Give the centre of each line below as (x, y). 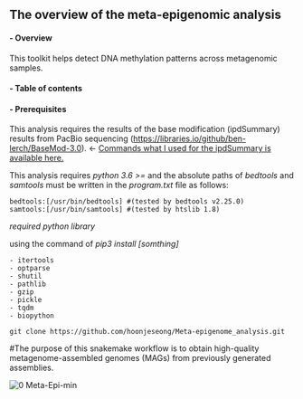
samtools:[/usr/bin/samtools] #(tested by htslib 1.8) (115, 210)
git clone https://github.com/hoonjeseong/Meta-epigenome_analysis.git (147, 332)
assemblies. (32, 368)
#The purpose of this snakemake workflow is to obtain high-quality (134, 348)
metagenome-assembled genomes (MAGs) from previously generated (140, 358)
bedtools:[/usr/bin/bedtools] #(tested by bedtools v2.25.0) (127, 202)
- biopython (32, 316)
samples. (26, 68)
